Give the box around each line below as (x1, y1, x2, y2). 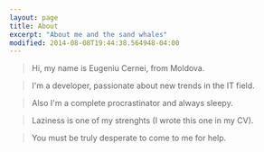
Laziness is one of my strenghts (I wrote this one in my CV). (31, 115, 254, 126)
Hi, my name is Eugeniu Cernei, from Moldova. (31, 63, 205, 74)
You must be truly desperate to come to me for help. (31, 132, 227, 144)
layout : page (9, 13, 59, 22)
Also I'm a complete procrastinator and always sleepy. (31, 98, 233, 109)
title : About (9, 22, 59, 31)
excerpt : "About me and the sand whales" (9, 30, 168, 39)
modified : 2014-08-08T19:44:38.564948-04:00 (9, 38, 180, 48)
